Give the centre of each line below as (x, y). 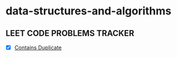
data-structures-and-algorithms (89, 11)
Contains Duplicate (38, 47)
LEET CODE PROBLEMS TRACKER (70, 33)
